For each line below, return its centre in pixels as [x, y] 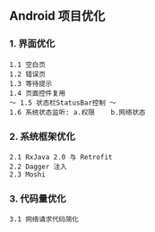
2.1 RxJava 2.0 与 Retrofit [61, 157]
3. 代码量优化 [38, 198]
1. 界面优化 [32, 44]
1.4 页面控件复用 [37, 93]
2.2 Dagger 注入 [38, 167]
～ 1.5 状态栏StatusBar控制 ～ [63, 103]
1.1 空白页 [28, 64]
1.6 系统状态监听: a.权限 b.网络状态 [77, 112]
